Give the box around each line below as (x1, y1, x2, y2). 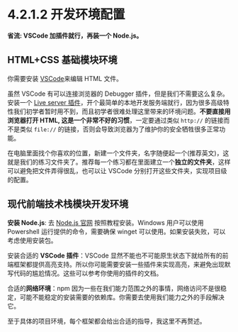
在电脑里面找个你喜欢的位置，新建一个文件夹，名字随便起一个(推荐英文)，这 (7, 148, 229, 157)
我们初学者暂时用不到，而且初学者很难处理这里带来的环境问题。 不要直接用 (13, 107, 231, 116)
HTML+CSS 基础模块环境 (7, 54, 118, 66)
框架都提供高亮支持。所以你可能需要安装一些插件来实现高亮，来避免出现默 (13, 260, 231, 268)
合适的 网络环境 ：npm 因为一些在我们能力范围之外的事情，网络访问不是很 (7, 284, 221, 292)
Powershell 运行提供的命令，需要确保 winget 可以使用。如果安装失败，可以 (7, 227, 226, 236)
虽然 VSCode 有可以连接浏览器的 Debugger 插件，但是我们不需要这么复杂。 (7, 89, 229, 98)
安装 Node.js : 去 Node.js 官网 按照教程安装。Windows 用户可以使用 (7, 218, 204, 227)
